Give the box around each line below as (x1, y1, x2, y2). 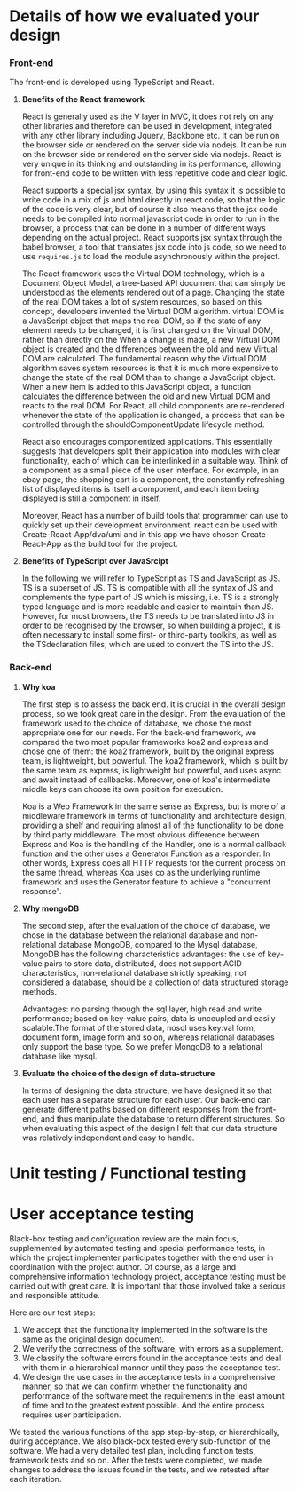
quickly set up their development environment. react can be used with (21, 519, 278, 530)
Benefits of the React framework (21, 94, 145, 105)
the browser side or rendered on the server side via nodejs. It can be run (21, 139, 288, 150)
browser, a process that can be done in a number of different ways (21, 223, 266, 234)
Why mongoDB (21, 903, 80, 914)
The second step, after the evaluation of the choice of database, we (21, 920, 270, 931)
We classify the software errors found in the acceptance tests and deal (21, 1352, 282, 1363)
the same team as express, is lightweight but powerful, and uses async (21, 765, 282, 775)
